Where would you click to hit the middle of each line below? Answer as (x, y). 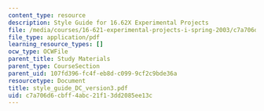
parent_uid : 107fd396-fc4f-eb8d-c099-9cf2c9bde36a (93, 73)
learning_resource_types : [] (56, 45)
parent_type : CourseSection (54, 66)
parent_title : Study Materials (59, 59)
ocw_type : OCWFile (38, 52)
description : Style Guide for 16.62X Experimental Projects (109, 23)
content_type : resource (47, 15)
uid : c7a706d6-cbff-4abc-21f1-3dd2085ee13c (81, 95)
